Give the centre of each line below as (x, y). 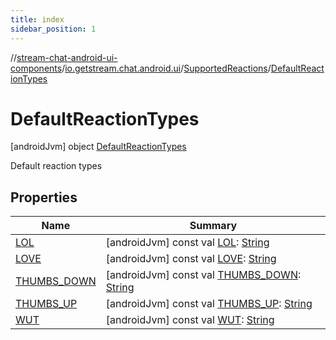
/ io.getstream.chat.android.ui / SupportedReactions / (166, 68)
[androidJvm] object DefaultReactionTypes (98, 147)
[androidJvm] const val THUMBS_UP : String (209, 304)
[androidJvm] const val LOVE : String (191, 259)
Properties (44, 197)
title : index (37, 19)
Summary (213, 226)
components (36, 68)
